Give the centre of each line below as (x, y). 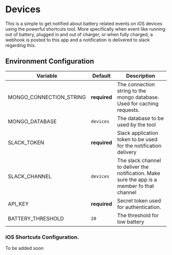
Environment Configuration (50, 62)
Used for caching (138, 103)
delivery (127, 152)
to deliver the (133, 167)
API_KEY (18, 204)
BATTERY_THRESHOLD (36, 218)
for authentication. (139, 207)
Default (102, 76)
